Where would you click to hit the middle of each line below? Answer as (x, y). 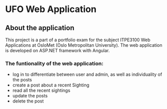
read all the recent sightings (41, 90)
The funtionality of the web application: (54, 63)
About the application (40, 28)
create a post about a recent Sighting (51, 85)
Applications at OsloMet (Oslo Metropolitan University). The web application (84, 45)
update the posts (30, 96)
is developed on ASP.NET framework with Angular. (57, 50)
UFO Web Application (51, 9)
